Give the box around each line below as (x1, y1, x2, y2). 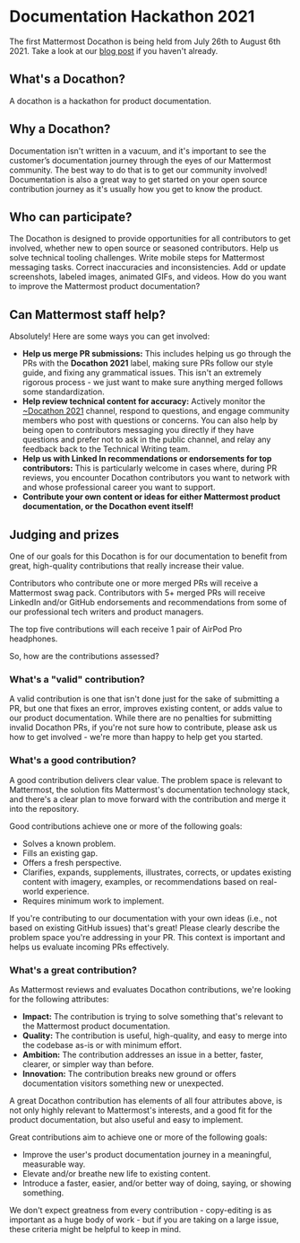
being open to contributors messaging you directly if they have (21, 425, 254, 436)
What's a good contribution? (9, 754, 137, 767)
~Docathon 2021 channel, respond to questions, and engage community (21, 406, 290, 417)
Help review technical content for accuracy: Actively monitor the (21, 396, 266, 407)
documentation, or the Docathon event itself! (21, 501, 194, 512)
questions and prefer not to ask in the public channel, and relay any (21, 434, 271, 445)
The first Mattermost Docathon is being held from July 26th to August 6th (9, 36, 281, 47)
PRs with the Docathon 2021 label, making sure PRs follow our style (21, 357, 273, 369)
